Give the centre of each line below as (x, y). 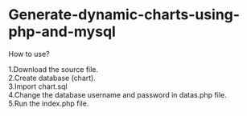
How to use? (29, 54)
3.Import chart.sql (38, 86)
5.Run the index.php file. (49, 103)
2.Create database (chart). (52, 78)
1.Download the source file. (54, 69)
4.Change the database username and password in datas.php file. (117, 94)
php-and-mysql (62, 32)
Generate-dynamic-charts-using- (124, 15)
